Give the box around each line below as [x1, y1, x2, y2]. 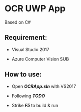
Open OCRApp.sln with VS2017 [11, 83, 77, 89]
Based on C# [4, 19, 31, 25]
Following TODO [11, 93, 45, 99]
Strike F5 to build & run [11, 102, 58, 108]
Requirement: [4, 33, 48, 42]
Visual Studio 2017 [11, 46, 50, 52]
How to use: [4, 70, 42, 79]
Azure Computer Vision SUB [11, 56, 69, 62]
